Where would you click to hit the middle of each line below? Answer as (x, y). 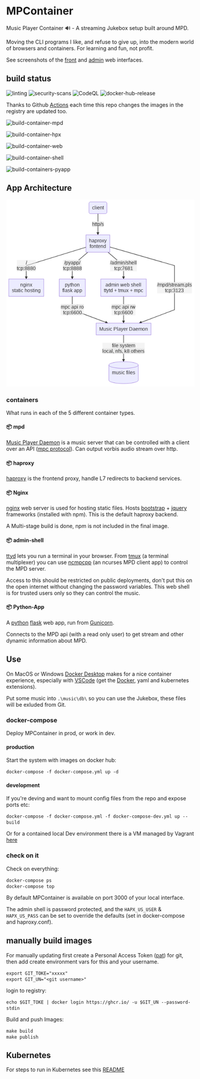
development (23, 785)
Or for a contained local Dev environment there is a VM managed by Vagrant (100, 834)
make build (20, 1031)
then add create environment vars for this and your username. (83, 962)
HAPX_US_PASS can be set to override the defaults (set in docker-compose (96, 915)
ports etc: (18, 805)
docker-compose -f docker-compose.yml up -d (62, 772)
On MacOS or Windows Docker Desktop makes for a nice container (89, 674)
